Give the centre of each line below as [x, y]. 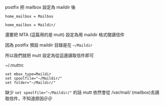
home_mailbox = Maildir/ [30, 25]
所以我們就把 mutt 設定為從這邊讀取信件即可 [49, 55]
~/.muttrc [14, 65]
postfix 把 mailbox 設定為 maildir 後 [40, 7]
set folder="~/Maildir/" [30, 83]
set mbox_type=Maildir [28, 74]
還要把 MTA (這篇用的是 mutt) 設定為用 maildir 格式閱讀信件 [65, 35]
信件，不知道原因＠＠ [31, 98]
